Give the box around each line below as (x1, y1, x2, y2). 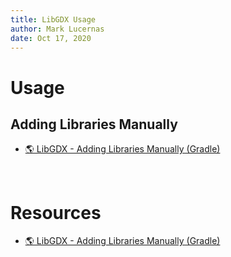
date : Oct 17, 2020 (10, 33, 92, 43)
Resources (10, 201, 102, 224)
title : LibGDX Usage (10, 14, 97, 25)
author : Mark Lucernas (10, 24, 105, 34)
